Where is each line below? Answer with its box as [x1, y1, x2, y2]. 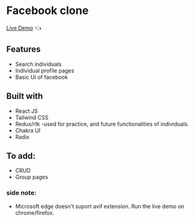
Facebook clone [6, 4, 89, 18]
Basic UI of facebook [15, 73, 68, 81]
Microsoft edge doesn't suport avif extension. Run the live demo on [15, 202, 185, 210]
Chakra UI [15, 126, 41, 134]
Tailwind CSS [15, 113, 49, 121]
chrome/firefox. [15, 209, 55, 217]
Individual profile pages [15, 66, 74, 74]
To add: [6, 151, 35, 161]
